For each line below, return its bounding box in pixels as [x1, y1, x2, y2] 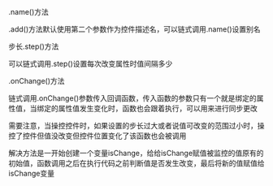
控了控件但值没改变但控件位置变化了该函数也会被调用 [8, 131, 187, 141]
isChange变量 [8, 169, 55, 178]
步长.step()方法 [8, 41, 59, 51]
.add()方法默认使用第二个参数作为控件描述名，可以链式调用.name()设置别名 [8, 24, 262, 34]
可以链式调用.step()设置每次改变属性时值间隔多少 [8, 59, 173, 68]
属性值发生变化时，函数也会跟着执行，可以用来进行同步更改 [58, 104, 258, 113]
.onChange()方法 [8, 76, 65, 85]
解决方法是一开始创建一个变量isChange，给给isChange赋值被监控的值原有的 [8, 149, 264, 158]
